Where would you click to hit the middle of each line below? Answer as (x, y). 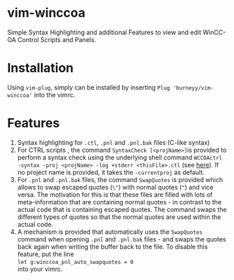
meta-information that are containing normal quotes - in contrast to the (119, 202)
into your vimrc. (40, 269)
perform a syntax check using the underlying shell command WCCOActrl (119, 157)
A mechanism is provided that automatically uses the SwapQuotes (110, 232)
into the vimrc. (54, 94)
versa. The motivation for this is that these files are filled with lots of (115, 195)
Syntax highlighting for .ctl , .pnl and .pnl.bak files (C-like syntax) (114, 142)
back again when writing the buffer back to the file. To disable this (112, 246)
